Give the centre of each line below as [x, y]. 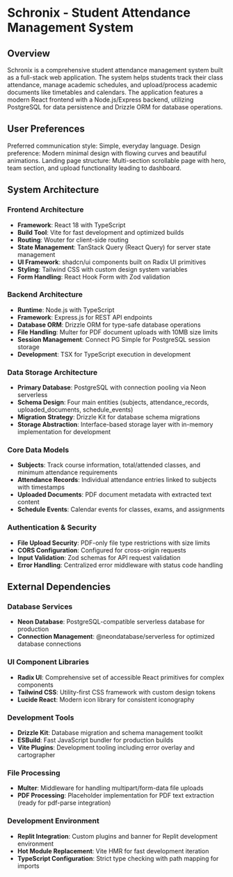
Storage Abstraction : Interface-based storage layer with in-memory [115, 425]
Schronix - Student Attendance [99, 13]
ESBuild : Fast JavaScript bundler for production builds [95, 740]
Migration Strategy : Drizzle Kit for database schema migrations [109, 417]
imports [28, 866]
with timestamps [41, 487]
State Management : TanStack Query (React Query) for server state [114, 247]
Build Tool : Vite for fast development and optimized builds [101, 232]
